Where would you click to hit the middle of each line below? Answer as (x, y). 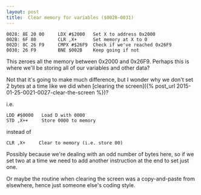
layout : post (23, 12)
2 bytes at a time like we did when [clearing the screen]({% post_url (91, 86)
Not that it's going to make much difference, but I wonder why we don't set (100, 79)
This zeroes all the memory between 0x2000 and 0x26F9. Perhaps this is (98, 61)
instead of (19, 131)
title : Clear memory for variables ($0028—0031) (70, 18)
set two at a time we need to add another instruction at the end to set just (98, 160)
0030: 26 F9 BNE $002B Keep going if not (73, 50)
